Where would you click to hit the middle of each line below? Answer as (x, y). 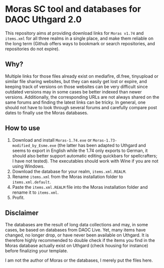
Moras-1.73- (105, 140)
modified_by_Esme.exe (34, 146)
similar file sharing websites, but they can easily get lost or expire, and (76, 81)
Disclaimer (22, 213)
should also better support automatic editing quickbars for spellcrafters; (85, 155)
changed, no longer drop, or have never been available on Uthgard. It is (77, 235)
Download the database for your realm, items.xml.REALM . (69, 171)
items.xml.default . (32, 182)
